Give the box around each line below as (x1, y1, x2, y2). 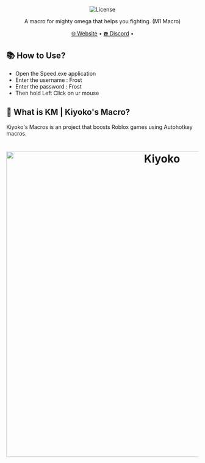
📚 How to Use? (6, 51, 66, 61)
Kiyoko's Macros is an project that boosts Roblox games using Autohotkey (6, 123, 193, 131)
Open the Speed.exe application (15, 70, 96, 77)
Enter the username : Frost (15, 76, 82, 84)
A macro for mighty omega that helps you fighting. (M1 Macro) (24, 18, 181, 24)
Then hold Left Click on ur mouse (15, 89, 99, 97)
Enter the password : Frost (15, 82, 82, 90)
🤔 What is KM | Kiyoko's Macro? (6, 107, 131, 117)
